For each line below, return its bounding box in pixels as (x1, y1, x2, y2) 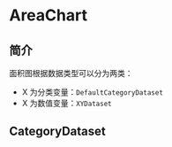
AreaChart (9, 5, 88, 26)
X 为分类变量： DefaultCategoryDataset (21, 87, 163, 97)
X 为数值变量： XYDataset (21, 98, 112, 108)
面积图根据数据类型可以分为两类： (9, 68, 133, 78)
